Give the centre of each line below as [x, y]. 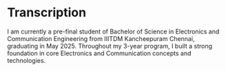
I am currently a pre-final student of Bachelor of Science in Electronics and [113, 31]
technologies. [27, 60]
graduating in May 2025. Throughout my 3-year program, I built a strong [110, 46]
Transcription [47, 13]
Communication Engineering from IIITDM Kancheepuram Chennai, [101, 38]
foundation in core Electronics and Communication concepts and [99, 53]
